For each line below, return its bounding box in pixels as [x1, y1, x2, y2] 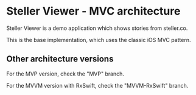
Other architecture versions [6, 54, 114, 65]
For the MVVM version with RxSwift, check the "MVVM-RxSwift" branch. [6, 82, 189, 89]
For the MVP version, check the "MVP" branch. [6, 70, 125, 77]
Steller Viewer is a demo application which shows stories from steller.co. [6, 24, 188, 32]
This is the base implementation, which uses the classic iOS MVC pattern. [6, 36, 191, 43]
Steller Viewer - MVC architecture [6, 4, 181, 18]
